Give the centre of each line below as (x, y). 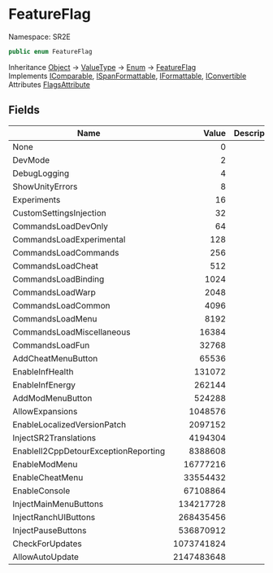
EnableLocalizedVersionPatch (69, 424)
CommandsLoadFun (51, 345)
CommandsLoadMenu (55, 318)
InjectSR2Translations (54, 438)
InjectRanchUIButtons (54, 517)
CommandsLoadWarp (54, 292)
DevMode (31, 160)
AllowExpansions (45, 411)
